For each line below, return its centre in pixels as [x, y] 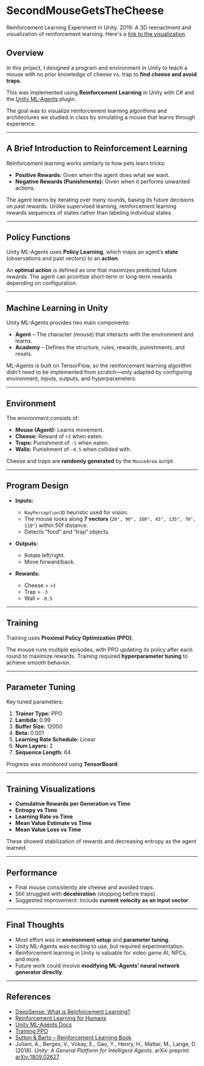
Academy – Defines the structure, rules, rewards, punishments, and [100, 347]
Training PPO [32, 1031]
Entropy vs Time [36, 810]
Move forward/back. [49, 562]
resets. [24, 354]
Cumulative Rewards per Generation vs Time [73, 804]
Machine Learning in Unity [57, 308]
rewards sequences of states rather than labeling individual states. [90, 212]
